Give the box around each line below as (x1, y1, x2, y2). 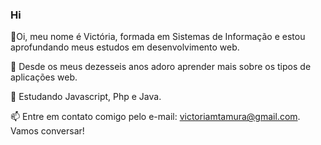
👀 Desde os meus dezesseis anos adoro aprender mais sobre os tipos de (10, 61, 312, 73)
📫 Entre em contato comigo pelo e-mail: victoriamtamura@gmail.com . (10, 111, 301, 123)
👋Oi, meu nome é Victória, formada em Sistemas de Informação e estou (10, 31, 306, 43)
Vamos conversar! (10, 125, 85, 137)
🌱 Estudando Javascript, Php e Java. (10, 91, 162, 103)
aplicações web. (10, 71, 78, 83)
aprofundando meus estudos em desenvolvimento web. (10, 41, 240, 53)
